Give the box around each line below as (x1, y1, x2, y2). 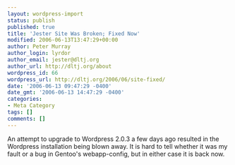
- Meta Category (7, 102, 55, 109)
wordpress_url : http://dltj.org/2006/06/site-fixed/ (7, 75, 166, 83)
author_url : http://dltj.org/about (7, 63, 112, 70)
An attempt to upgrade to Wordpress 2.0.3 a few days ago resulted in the (7, 135, 219, 143)
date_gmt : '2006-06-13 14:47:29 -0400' (7, 89, 125, 96)
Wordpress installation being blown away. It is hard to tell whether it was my (7, 142, 228, 150)
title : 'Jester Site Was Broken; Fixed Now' (7, 30, 140, 37)
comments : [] (7, 115, 46, 122)
